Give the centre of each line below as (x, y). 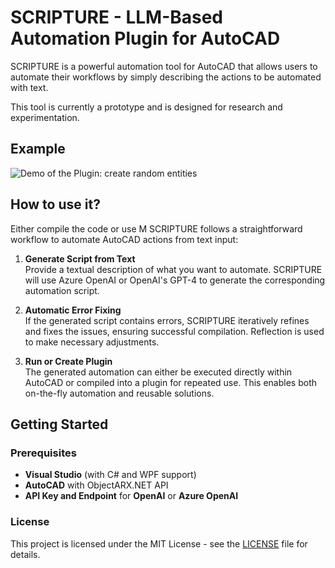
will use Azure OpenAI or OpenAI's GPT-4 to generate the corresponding (175, 280)
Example (38, 149)
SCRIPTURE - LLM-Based (117, 17)
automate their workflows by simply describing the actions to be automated (166, 77)
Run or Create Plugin (68, 361)
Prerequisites (43, 453)
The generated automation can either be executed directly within (158, 372)
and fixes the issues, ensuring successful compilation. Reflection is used (174, 331)
